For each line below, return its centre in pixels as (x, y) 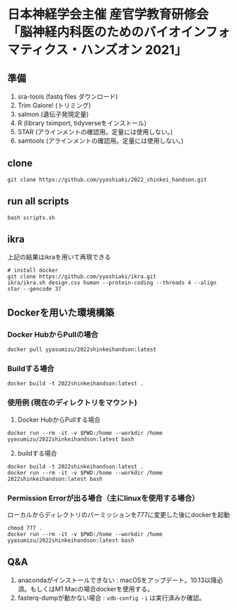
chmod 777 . (25, 528)
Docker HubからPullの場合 (53, 335)
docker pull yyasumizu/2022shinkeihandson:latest (82, 350)
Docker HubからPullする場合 (59, 419)
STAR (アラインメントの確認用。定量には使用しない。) (95, 132)
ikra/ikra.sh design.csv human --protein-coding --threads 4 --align (112, 283)
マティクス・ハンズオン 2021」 (97, 50)
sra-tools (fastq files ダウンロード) (68, 97)
